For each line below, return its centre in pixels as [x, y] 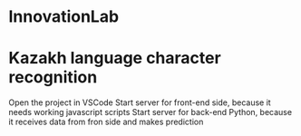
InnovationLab [64, 17]
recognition [53, 78]
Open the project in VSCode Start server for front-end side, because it [140, 102]
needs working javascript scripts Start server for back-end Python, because [150, 112]
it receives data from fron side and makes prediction [106, 122]
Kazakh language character [115, 58]
